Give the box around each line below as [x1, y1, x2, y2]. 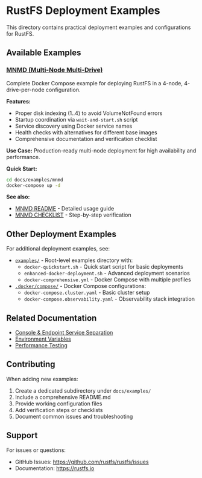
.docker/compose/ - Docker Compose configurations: [14, 283, 147, 290]
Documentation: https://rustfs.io [14, 464, 95, 472]
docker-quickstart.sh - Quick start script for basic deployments [24, 263, 184, 270]
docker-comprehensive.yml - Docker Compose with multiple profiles [24, 276, 191, 283]
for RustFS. [6, 30, 34, 37]
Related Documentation [6, 313, 97, 323]
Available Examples [6, 48, 81, 58]
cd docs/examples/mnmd [6, 177, 63, 183]
